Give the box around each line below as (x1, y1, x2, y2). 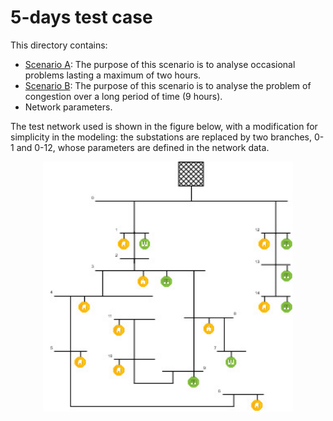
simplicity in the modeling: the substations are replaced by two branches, (10, 131, 313, 143)
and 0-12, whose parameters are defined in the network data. (16, 141, 270, 153)
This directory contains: (10, 39, 108, 51)
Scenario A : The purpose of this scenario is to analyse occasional (24, 58, 296, 70)
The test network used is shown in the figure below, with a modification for (10, 120, 318, 132)
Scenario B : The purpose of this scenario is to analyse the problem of (24, 79, 312, 91)
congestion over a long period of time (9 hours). (24, 90, 223, 102)
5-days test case (10, 6, 153, 29)
